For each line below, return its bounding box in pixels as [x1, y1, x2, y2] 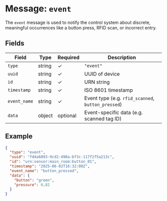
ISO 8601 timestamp [84, 87, 133, 94]
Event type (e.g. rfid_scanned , [84, 95, 155, 101]
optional [57, 112, 77, 119]
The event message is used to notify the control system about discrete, [5, 19, 151, 25]
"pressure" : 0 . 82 [14, 182, 50, 187]
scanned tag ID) [84, 115, 122, 122]
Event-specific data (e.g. [84, 109, 143, 116]
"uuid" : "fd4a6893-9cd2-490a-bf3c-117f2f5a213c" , [9, 155, 114, 160]
